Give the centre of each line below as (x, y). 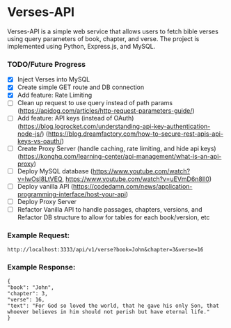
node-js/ (30, 134)
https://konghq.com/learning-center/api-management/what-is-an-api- (121, 156)
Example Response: (41, 267)
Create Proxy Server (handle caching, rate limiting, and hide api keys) (117, 148)
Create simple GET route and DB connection (81, 87)
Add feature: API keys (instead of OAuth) (75, 118)
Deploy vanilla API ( (45, 186)
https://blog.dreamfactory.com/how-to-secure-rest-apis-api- (136, 134)
